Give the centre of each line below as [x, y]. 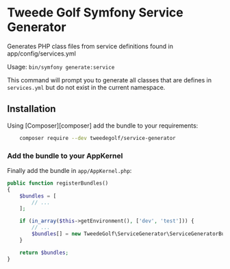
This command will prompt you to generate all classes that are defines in [110, 80]
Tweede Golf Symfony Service [95, 13]
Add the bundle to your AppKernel [65, 156]
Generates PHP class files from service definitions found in [90, 46]
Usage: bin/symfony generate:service [61, 67]
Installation [31, 109]
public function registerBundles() [58, 183]
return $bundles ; [44, 253]
